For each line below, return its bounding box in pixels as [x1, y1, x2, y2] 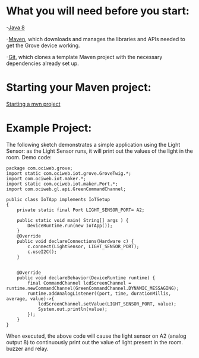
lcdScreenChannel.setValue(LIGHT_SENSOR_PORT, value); [37, 301, 177, 307]
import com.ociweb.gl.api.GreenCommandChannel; [6, 186, 127, 192]
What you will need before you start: [6, 4, 190, 18]
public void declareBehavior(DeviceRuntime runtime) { [17, 274, 156, 281]
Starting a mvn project [6, 100, 61, 107]
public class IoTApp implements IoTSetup [6, 196, 110, 202]
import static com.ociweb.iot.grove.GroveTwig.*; [6, 170, 132, 177]
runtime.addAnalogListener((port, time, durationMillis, [27, 291, 171, 297]
